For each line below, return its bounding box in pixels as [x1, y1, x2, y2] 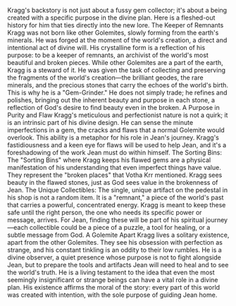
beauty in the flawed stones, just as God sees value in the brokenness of [7, 178, 218, 186]
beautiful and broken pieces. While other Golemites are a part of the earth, [7, 59, 223, 66]
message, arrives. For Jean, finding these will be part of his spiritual [7, 216, 204, 224]
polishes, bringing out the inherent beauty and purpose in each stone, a [7, 96, 216, 104]
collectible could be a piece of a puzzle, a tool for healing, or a [29, 224, 211, 231]
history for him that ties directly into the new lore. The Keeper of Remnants [7, 21, 224, 29]
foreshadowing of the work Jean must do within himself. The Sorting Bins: [7, 148, 222, 157]
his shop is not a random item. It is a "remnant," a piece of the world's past [7, 193, 224, 202]
